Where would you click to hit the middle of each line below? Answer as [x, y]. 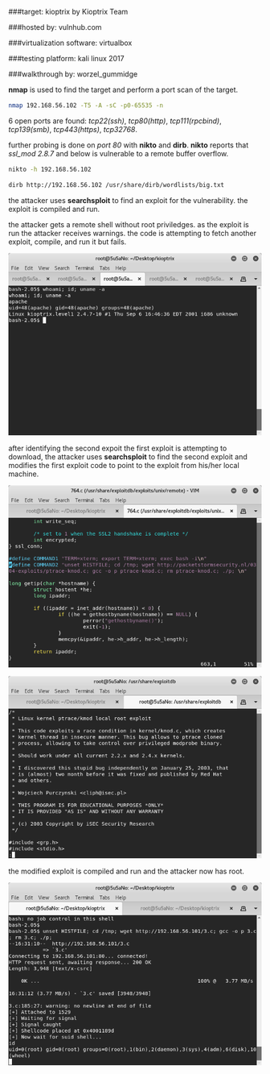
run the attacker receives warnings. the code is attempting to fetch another [133, 233]
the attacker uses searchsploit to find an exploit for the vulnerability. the [128, 200]
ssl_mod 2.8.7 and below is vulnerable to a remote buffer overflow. [119, 153]
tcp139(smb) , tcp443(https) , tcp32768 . [73, 129]
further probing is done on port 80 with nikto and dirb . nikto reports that [129, 145]
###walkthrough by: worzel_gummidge [73, 74]
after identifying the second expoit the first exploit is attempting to [118, 448]
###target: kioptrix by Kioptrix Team [68, 12]
